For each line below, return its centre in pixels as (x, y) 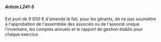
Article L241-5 (20, 7)
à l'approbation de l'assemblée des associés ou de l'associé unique (72, 24)
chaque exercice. (22, 34)
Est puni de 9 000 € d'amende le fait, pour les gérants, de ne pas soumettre (80, 19)
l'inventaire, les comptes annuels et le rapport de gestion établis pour (74, 29)
